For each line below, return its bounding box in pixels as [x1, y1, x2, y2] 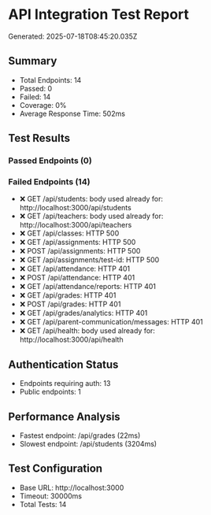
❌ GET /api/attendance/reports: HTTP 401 [19, 282, 156, 291]
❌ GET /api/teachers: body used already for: [19, 211, 164, 221]
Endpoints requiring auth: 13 [19, 379, 111, 388]
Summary [8, 54, 57, 68]
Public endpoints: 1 [19, 387, 81, 397]
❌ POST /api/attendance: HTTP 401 [19, 273, 135, 283]
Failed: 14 [19, 92, 51, 102]
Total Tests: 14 [19, 499, 67, 509]
